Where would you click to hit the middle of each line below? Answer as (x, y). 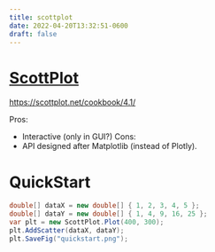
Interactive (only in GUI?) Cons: (79, 137)
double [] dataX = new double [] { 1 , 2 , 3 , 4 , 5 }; (104, 206)
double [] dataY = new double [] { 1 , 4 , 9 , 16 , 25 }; (108, 214)
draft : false (33, 34)
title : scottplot (41, 17)
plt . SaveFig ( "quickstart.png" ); (69, 239)
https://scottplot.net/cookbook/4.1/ (73, 102)
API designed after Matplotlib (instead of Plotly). (109, 146)
